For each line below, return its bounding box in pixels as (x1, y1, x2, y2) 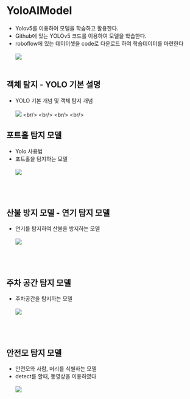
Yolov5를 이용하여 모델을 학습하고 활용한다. (15, 24, 119, 32)
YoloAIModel (6, 4, 72, 18)
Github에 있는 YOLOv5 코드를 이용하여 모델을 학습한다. (15, 32, 147, 40)
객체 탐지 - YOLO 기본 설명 (6, 80, 101, 90)
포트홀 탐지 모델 (6, 130, 62, 141)
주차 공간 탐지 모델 (6, 278, 71, 288)
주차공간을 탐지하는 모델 (15, 295, 73, 302)
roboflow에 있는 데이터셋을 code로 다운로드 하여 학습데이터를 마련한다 (15, 40, 184, 47)
